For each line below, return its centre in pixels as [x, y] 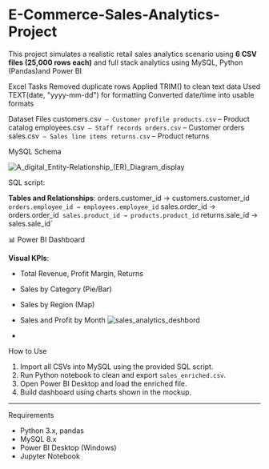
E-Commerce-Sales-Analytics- [114, 15]
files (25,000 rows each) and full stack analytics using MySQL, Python [126, 62]
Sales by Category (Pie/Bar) [66, 289]
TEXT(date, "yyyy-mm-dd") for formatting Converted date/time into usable [131, 94]
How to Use [28, 351]
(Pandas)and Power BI [45, 70]
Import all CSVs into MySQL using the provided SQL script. [116, 367]
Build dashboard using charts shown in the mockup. [106, 392]
